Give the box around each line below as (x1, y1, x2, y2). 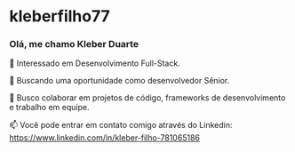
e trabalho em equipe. (9, 102, 90, 113)
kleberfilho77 (9, 6, 111, 27)
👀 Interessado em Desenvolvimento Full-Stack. (9, 58, 180, 68)
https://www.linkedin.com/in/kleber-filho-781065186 (9, 132, 200, 143)
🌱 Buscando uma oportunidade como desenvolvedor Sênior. (9, 76, 230, 86)
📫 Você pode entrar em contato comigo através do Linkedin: (9, 120, 233, 131)
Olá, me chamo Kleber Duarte (9, 38, 140, 51)
